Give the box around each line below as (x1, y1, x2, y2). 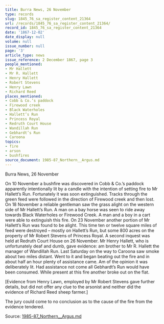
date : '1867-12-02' (5, 30, 45, 35)
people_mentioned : (5, 62, 43, 67)
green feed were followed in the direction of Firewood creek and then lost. (5, 196, 155, 202)
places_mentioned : (5, 94, 43, 99)
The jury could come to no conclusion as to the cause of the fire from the (5, 299, 153, 304)
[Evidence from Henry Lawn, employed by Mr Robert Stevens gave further (5, 278, 155, 284)
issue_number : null (5, 44, 45, 49)
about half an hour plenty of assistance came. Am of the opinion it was (5, 258, 148, 265)
